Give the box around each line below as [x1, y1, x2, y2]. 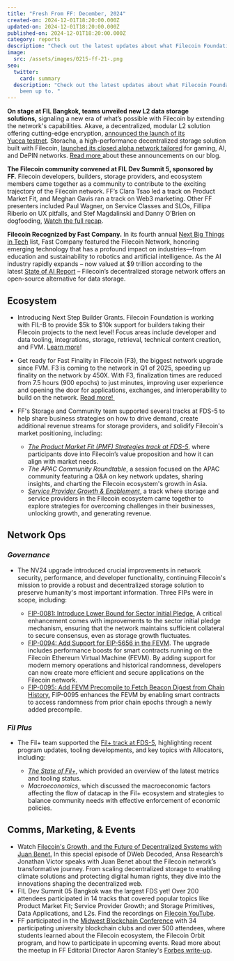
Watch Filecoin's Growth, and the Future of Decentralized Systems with [17, 842, 222, 850]
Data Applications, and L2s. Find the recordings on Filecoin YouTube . [17, 909, 216, 917]
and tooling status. [27, 774, 81, 782]
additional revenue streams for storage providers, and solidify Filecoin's [17, 421, 224, 430]
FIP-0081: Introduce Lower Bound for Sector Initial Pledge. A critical [27, 609, 222, 617]
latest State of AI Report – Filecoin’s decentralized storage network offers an [7, 267, 226, 276]
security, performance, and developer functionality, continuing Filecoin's [17, 573, 226, 581]
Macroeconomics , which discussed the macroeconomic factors [27, 781, 211, 790]
